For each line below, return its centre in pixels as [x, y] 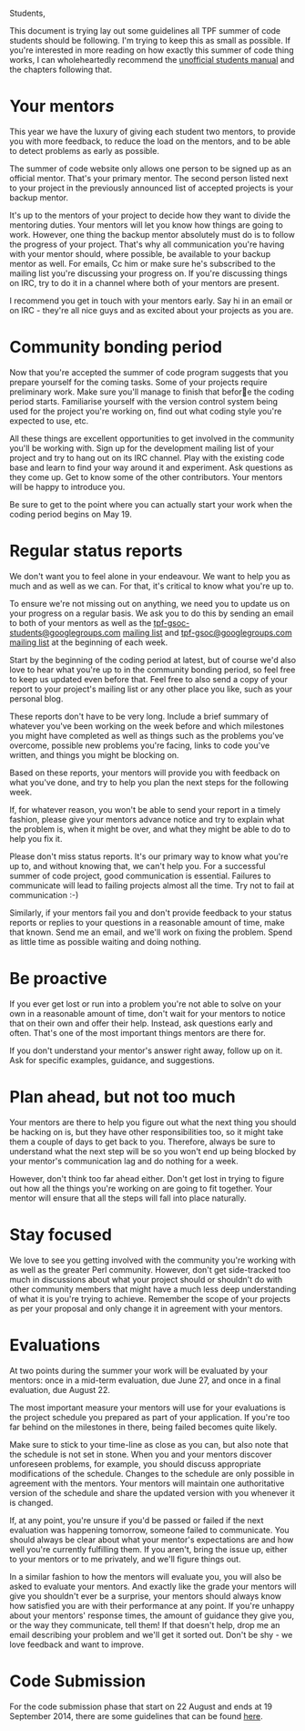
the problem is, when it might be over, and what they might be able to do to [150, 829]
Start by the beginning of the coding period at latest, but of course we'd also [153, 660]
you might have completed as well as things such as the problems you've [147, 735]
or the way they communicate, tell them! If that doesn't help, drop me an [145, 1624]
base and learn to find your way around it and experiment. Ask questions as [151, 467]
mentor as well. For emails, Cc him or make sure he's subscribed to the [142, 263]
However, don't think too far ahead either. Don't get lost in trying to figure [147, 1178]
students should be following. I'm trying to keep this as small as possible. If [150, 41]
